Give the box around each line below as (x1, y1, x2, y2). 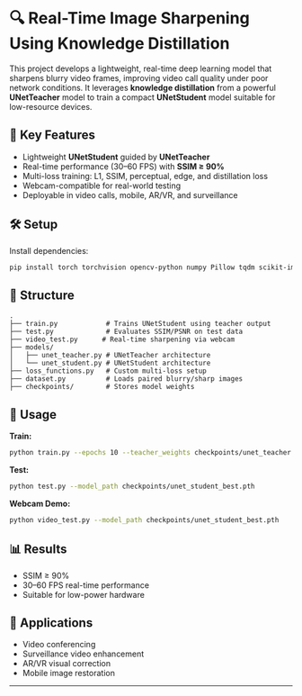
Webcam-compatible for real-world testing (22, 180, 182, 191)
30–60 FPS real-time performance (22, 579, 150, 591)
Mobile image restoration (22, 668, 115, 679)
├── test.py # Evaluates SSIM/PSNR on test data (9, 327, 244, 337)
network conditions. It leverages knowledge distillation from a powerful (9, 82, 277, 93)
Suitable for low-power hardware (22, 589, 146, 600)
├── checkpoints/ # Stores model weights (9, 383, 195, 392)
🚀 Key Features (9, 128, 96, 143)
